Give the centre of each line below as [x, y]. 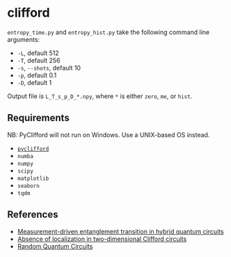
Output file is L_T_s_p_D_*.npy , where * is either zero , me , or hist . [100, 96]
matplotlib [33, 178]
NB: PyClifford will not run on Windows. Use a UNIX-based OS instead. [109, 134]
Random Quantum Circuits [55, 246]
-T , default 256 [39, 60]
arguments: [24, 39]
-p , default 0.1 [37, 75]
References [33, 215]
